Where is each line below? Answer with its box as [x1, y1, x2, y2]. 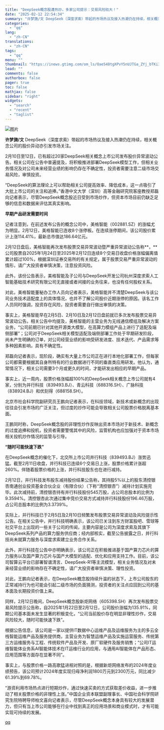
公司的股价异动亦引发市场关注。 [9, 143, 74, 149]
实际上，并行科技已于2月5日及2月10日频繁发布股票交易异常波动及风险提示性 [5, 512, 159, 518]
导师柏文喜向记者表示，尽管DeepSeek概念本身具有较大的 [26, 697, 142, 703]
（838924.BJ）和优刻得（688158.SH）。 [5, 388, 86, 394]
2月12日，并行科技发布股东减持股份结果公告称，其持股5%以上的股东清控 [5, 477, 151, 483]
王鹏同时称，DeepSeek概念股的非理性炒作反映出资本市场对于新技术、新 [5, 421, 150, 427]
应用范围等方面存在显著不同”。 [5, 652, 67, 657]
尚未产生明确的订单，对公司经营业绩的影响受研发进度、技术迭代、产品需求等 [5, 337, 159, 342]
